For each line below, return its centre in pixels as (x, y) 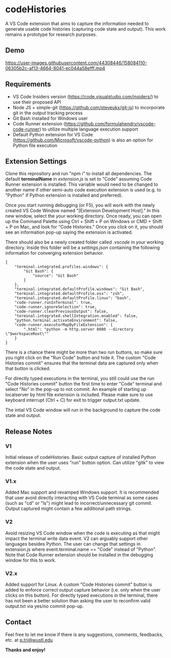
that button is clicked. (28, 369)
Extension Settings (36, 161)
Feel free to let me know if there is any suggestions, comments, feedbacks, (84, 635)
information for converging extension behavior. (55, 253)
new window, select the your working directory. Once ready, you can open (83, 216)
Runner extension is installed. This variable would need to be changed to (82, 184)
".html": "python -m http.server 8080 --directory (79, 330)
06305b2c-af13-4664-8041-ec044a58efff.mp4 (55, 68)
